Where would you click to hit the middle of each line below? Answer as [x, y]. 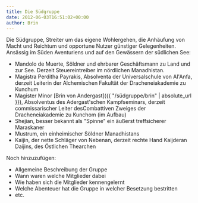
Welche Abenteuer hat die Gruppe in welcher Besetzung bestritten [96, 189]
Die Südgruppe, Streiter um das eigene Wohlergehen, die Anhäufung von [96, 40]
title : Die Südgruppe [33, 12]
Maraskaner [29, 127]
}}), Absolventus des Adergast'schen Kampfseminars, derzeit [90, 102]
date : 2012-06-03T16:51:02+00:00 [48, 17]
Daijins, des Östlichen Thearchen [55, 146]
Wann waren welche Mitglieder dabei [60, 176]
